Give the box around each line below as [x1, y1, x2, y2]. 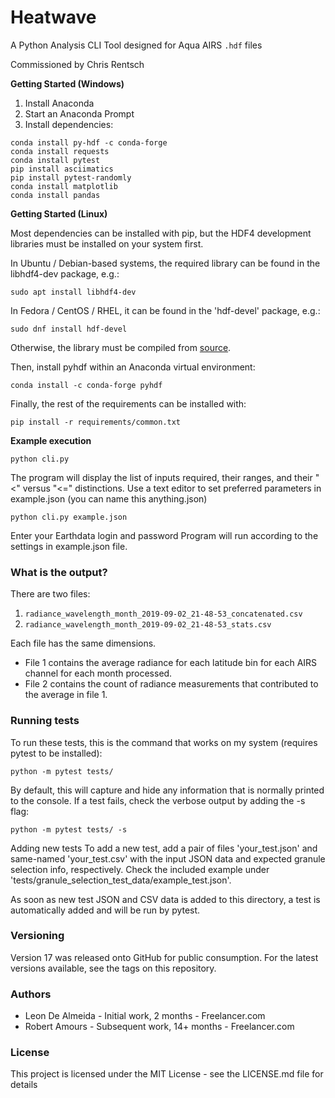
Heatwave [10, 6, 97, 29]
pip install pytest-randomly [10, 172, 132, 183]
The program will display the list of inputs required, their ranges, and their [10, 471, 313, 483]
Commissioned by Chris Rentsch [10, 58, 145, 70]
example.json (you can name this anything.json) [10, 492, 208, 505]
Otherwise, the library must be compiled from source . [10, 341, 232, 353]
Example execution [10, 434, 92, 446]
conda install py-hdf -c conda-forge [10, 137, 168, 148]
